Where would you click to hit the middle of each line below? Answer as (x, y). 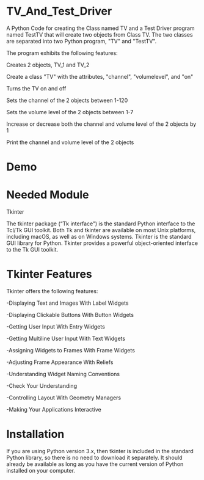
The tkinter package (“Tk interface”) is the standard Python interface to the (101, 224)
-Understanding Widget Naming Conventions (63, 374)
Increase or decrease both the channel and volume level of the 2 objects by (101, 124)
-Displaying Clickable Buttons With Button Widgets (70, 315)
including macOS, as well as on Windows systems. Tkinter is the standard (99, 237)
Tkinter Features (49, 275)
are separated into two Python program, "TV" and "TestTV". (82, 41)
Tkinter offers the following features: (52, 291)
